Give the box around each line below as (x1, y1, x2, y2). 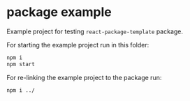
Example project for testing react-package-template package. (6, 27, 183, 36)
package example (6, 4, 112, 20)
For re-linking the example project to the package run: (6, 73, 162, 81)
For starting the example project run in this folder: (6, 40, 149, 49)
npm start (6, 61, 36, 68)
